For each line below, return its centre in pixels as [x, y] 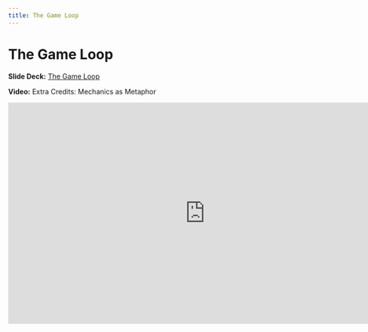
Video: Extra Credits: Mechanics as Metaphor [82, 91]
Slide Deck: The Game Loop [54, 76]
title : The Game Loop [44, 15]
